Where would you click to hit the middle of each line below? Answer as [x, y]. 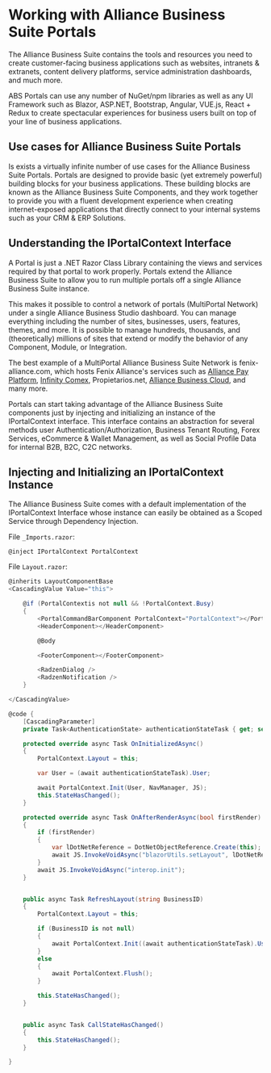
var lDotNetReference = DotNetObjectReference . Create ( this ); [156, 848]
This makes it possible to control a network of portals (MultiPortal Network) [133, 304]
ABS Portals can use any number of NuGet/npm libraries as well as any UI [131, 95]
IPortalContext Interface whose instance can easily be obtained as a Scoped [135, 513]
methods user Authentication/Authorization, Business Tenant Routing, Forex [134, 430]
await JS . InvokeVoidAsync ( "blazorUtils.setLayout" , [140, 855]
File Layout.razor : [38, 567]
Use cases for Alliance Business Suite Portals [125, 147]
